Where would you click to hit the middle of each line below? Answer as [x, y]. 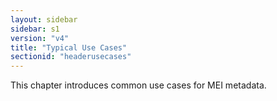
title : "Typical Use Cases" [69, 47]
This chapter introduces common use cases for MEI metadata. [138, 85]
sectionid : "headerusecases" [71, 57]
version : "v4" [40, 38]
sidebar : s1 [35, 29]
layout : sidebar [44, 19]
